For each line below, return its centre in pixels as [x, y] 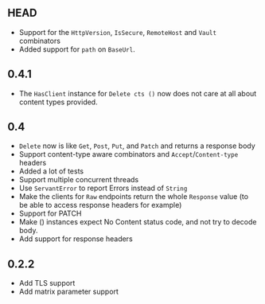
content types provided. [58, 102]
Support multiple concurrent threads [79, 180]
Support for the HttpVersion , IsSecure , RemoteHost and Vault [117, 32]
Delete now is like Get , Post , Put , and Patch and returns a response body [137, 146]
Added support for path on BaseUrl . [77, 49]
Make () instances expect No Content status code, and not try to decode [138, 222]
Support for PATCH [50, 213]
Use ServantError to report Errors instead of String [103, 188]
